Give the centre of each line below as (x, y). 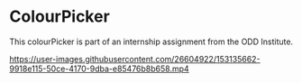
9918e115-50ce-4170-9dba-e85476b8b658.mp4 (99, 69)
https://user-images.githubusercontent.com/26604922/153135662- (135, 59)
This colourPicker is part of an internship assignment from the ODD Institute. (151, 41)
